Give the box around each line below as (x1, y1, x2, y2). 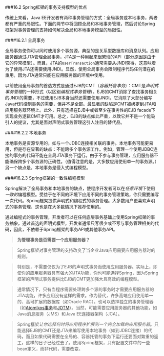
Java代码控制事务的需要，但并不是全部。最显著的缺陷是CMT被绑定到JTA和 (5, 101, 156, 107)
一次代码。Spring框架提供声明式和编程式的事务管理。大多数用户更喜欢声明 (5, 198, 155, 203)
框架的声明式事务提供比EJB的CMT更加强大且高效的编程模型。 (17, 276, 142, 282)
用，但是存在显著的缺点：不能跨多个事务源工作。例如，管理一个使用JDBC (5, 146, 154, 152)
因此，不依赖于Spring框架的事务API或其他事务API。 (13, 227, 118, 232)
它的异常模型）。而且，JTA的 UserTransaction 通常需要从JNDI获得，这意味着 (5, 60, 156, 66)
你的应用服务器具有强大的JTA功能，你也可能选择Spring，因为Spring (21, 270, 159, 276)
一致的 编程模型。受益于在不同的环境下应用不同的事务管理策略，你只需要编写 (5, 191, 159, 197)
